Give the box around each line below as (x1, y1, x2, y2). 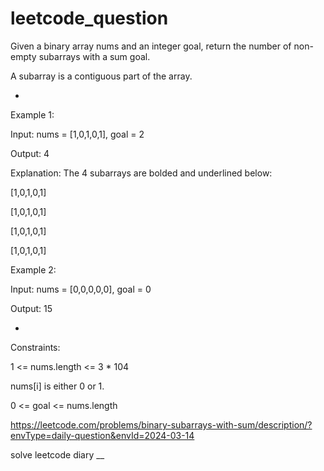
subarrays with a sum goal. (38, 50, 151, 62)
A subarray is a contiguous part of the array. (10, 70, 193, 82)
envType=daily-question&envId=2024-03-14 (10, 429, 195, 441)
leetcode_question (10, 7, 169, 30)
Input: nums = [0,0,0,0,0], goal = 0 (10, 283, 152, 295)
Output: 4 (10, 147, 50, 159)
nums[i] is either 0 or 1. (10, 380, 105, 392)
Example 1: (10, 108, 55, 121)
